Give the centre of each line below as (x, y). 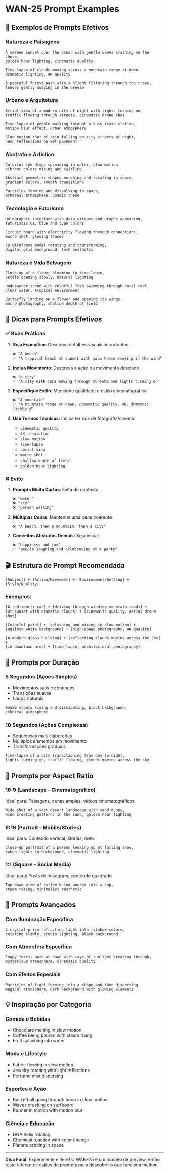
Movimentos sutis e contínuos (44, 688)
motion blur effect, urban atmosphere (46, 129)
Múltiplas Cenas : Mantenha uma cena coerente (62, 517)
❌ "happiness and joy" (37, 545)
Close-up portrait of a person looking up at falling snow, (70, 848)
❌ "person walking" (33, 508)
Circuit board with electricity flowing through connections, (72, 232)
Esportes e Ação (26, 1089)
